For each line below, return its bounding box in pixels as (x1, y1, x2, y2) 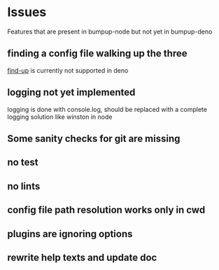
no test (7, 157, 38, 169)
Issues (7, 4, 47, 20)
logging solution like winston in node (7, 113, 113, 121)
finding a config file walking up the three (7, 48, 188, 59)
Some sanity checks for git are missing (7, 132, 181, 144)
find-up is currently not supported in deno (7, 66, 129, 74)
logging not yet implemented (7, 87, 136, 99)
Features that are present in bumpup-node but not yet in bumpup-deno (7, 27, 213, 36)
